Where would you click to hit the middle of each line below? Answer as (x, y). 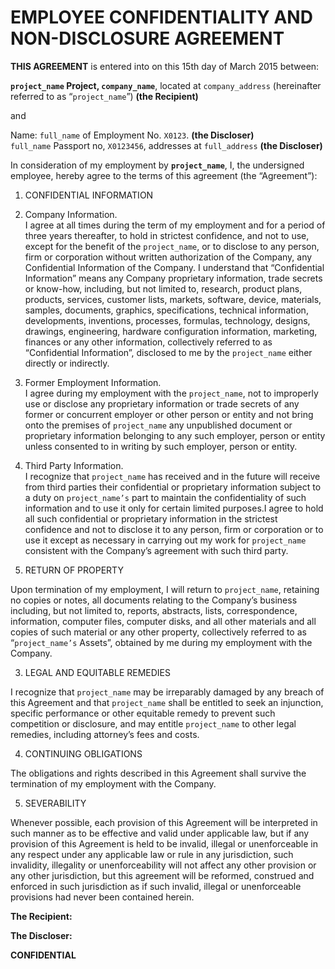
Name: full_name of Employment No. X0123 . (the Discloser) (132, 135)
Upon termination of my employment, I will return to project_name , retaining (165, 589)
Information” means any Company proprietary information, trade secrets (173, 278)
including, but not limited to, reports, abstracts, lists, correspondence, (154, 610)
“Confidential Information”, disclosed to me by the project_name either (168, 352)
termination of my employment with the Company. (113, 783)
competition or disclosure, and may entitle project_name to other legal (153, 723)
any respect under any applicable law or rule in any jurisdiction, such (152, 854)
